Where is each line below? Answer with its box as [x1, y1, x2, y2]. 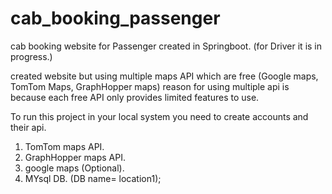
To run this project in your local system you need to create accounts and [10, 110, 309, 122]
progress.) [10, 50, 53, 62]
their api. [10, 121, 47, 133]
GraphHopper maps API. [24, 151, 126, 163]
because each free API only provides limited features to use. [10, 91, 260, 103]
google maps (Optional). [24, 162, 125, 174]
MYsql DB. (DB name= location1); [24, 172, 162, 184]
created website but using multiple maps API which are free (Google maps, [10, 70, 319, 82]
